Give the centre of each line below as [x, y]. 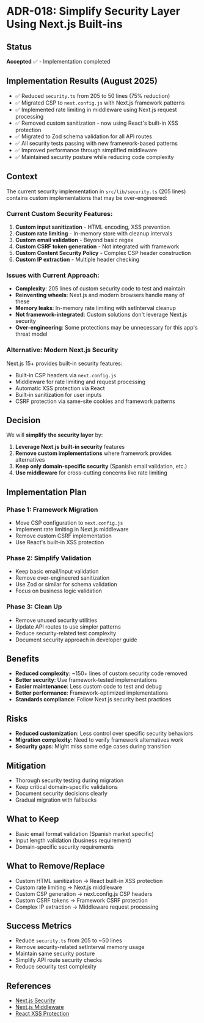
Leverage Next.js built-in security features [70, 447]
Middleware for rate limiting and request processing [80, 382]
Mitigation [26, 766]
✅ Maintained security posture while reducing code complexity [94, 157]
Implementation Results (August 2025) [82, 81]
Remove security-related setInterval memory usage [80, 947]
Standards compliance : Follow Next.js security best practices [93, 700]
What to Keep [33, 819]
